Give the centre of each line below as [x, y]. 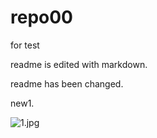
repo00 [41, 17]
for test [25, 45]
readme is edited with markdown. [79, 64]
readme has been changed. [67, 83]
